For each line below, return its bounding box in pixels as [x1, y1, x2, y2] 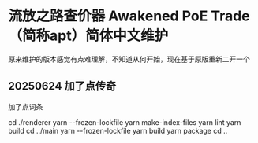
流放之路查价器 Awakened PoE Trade [8, 7, 250, 25]
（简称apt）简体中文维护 [8, 27, 169, 45]
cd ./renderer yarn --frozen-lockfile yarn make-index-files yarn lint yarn [8, 117, 241, 126]
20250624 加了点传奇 [8, 79, 117, 93]
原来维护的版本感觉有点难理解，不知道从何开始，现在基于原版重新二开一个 [8, 54, 250, 64]
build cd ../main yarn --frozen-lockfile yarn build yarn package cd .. [8, 126, 228, 135]
